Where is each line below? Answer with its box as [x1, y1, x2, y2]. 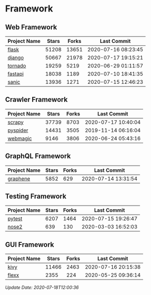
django [7, 54, 24, 61]
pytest [7, 215, 22, 222]
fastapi [7, 70, 24, 77]
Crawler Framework [5, 95, 68, 104]
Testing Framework [5, 192, 67, 201]
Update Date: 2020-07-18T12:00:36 [5, 285, 79, 291]
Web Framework [5, 23, 57, 31]
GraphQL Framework [5, 152, 71, 160]
